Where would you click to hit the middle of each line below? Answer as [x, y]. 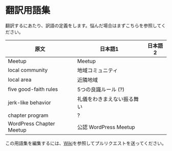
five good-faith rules [33, 89]
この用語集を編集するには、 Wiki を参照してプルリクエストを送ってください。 [86, 143]
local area [20, 80]
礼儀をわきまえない [100, 99]
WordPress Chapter [31, 123]
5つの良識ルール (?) [101, 89]
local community [28, 70]
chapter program [28, 115]
